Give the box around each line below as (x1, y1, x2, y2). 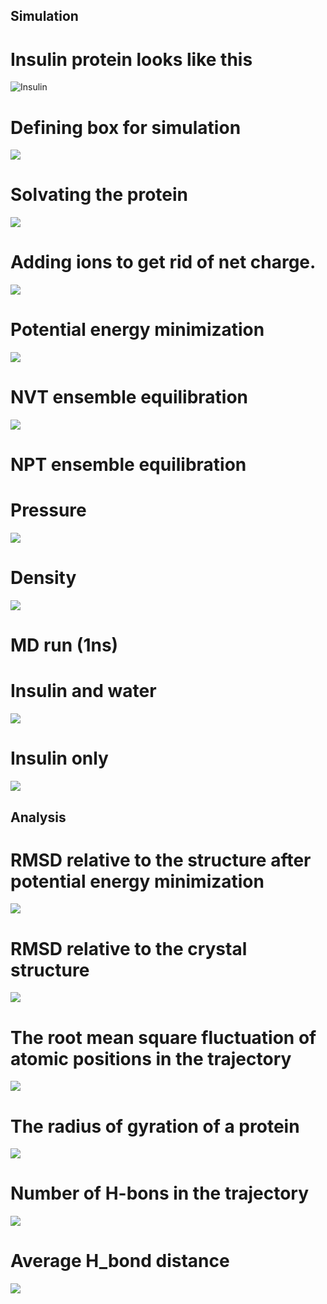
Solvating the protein (10, 184, 189, 206)
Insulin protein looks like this (10, 48, 253, 71)
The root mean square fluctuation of (10, 1026, 317, 1049)
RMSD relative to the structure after (10, 849, 312, 871)
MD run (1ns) (10, 634, 119, 657)
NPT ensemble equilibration (10, 454, 247, 476)
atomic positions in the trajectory (10, 1047, 292, 1070)
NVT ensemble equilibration (10, 386, 249, 409)
